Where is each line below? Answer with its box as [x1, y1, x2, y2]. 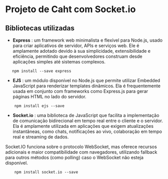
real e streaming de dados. [12, 134, 69, 140]
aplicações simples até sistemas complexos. [12, 59, 106, 64]
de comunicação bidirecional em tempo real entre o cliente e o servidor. [12, 118, 163, 124]
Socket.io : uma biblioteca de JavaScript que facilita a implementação [12, 113, 160, 118]
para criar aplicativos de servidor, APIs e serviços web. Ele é [12, 43, 140, 49]
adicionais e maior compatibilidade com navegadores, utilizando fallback [5, 149, 157, 155]
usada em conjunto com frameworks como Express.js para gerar [12, 88, 148, 94]
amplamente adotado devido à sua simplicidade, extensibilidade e [12, 48, 151, 54]
